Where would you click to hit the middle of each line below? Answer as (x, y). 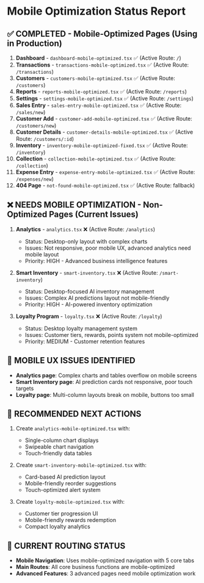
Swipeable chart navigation (59, 447)
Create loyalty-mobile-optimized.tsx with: (70, 502)
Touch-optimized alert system (63, 490)
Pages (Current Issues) (94, 215)
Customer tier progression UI (61, 513)
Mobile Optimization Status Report (96, 11)
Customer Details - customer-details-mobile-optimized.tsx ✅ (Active (104, 132)
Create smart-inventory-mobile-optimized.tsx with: (81, 465)
